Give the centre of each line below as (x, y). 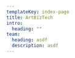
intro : (15, 23)
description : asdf (35, 46)
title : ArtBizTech (30, 18)
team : (13, 34)
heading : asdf (30, 40)
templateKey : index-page (38, 12)
